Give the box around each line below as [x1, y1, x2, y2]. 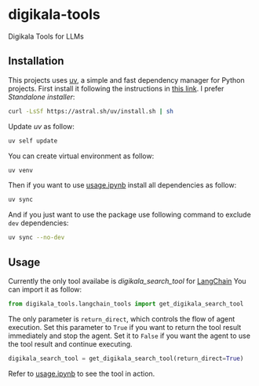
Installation [8, 54, 64, 68]
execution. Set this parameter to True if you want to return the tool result [8, 322, 242, 332]
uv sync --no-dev [8, 234, 65, 242]
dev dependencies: [8, 218, 69, 228]
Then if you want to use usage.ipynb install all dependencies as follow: [8, 180, 237, 190]
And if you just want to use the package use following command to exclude [8, 210, 251, 220]
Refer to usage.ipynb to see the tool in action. [8, 369, 155, 378]
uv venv [8, 166, 34, 174]
